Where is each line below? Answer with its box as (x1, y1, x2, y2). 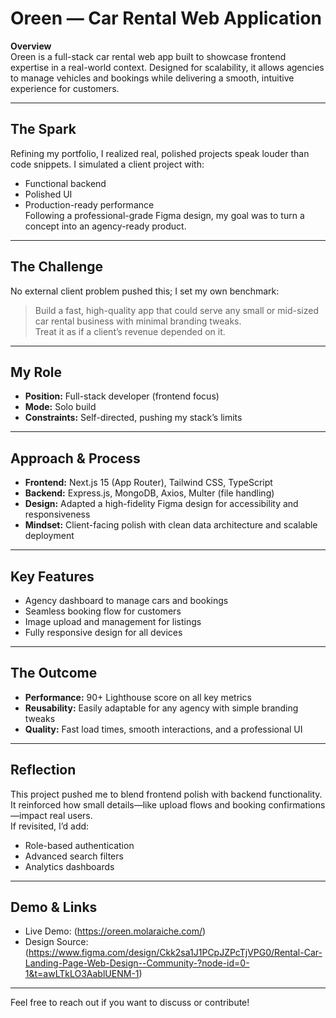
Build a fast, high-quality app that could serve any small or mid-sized (34, 304, 319, 316)
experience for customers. (10, 82, 120, 94)
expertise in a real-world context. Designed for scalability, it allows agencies (10, 61, 325, 73)
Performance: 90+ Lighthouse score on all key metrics (24, 691, 252, 703)
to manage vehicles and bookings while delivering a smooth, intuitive (10, 72, 295, 84)
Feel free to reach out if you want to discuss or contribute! (10, 997, 250, 1009)
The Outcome (10, 665, 98, 682)
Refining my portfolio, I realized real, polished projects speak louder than (10, 147, 310, 159)
